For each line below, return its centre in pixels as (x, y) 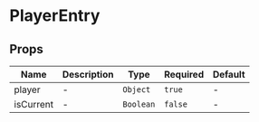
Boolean (139, 104)
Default (229, 75)
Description (88, 75)
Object (136, 90)
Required (184, 75)
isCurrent (34, 104)
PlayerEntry (55, 16)
